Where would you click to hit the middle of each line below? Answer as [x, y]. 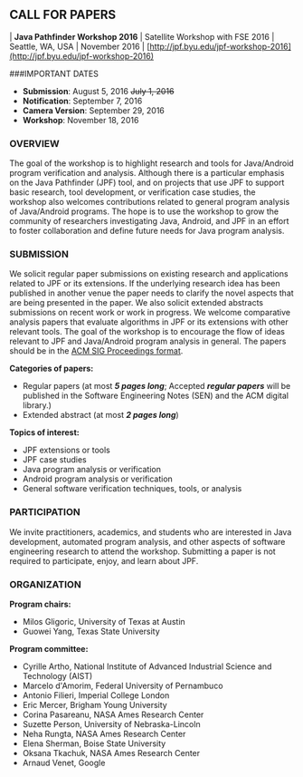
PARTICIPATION [45, 512]
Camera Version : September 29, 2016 [94, 110]
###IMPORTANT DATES [54, 73]
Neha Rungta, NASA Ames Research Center [104, 734]
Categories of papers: [52, 369]
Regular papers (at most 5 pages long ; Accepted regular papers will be [156, 386]
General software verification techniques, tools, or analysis [132, 489]
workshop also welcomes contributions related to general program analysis [150, 202]
